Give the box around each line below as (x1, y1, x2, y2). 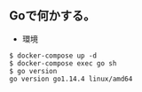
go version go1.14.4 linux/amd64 (9, 74, 133, 83)
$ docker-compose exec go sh (9, 58, 117, 68)
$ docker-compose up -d (9, 51, 98, 60)
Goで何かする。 (9, 8, 96, 24)
